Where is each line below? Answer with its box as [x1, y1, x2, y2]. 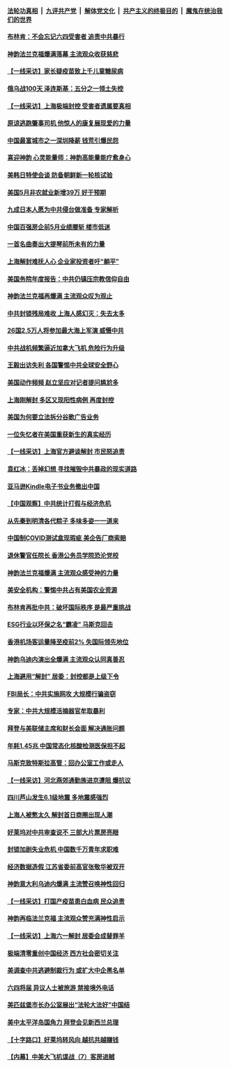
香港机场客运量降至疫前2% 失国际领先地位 [7, 637, 129, 646]
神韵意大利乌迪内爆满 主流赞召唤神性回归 [7, 880, 125, 888]
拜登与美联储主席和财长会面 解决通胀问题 [7, 724, 125, 732]
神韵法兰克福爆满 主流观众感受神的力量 [7, 568, 119, 576]
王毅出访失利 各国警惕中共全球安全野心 [7, 361, 119, 370]
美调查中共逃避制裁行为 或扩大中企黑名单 [7, 966, 125, 975]
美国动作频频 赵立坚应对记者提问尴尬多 [7, 378, 119, 387]
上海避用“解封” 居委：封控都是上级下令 [7, 672, 120, 681]
